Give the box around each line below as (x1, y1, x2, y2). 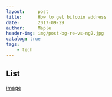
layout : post (6, 8, 49, 15)
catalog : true (6, 36, 41, 42)
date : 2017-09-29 (6, 19, 65, 25)
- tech (17, 47, 33, 53)
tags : (6, 42, 19, 48)
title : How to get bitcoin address (6, 14, 107, 20)
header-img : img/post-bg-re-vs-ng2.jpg (6, 31, 104, 36)
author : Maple (6, 25, 51, 31)
